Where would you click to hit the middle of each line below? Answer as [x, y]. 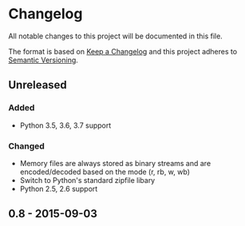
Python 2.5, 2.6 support [59, 188]
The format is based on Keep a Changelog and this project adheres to [123, 51]
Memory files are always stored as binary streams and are [115, 163]
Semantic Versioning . [43, 60]
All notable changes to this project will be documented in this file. [116, 36]
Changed [27, 146]
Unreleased [38, 85]
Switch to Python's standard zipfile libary [87, 180]
